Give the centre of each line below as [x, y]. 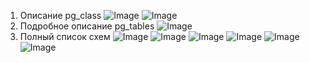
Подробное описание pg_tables [87, 26]
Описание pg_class [60, 15]
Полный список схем [65, 36]
